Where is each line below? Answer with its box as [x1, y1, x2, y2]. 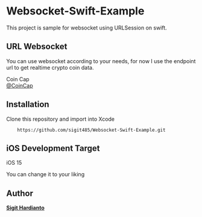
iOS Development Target [6, 143, 101, 153]
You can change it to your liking [6, 171, 85, 178]
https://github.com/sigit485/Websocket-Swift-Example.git [17, 127, 166, 133]
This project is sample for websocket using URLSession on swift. [6, 24, 167, 31]
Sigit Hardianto [6, 204, 45, 212]
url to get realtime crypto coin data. [6, 64, 94, 71]
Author [6, 188, 33, 198]
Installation [6, 99, 49, 109]
